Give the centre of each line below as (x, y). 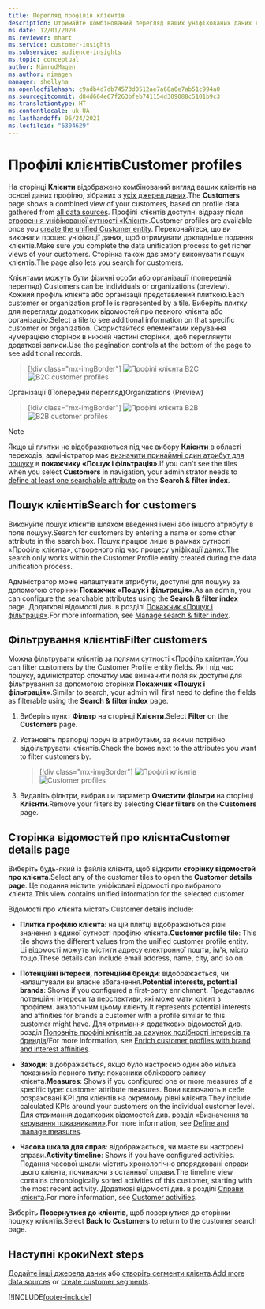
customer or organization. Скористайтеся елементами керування (117, 328)
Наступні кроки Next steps (76, 1254)
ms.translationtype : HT (47, 104)
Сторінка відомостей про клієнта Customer (119, 837)
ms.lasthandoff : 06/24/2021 (54, 119)
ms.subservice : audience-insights (65, 52)
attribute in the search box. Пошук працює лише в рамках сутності (119, 541)
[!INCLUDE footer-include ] (50, 1296)
